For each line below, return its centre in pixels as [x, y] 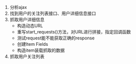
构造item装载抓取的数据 [41, 50]
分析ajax [18, 7]
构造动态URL [30, 26]
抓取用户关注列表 [27, 56]
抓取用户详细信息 [27, 19]
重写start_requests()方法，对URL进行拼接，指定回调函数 [74, 32]
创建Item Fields [32, 44]
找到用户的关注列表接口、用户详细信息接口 [53, 13]
